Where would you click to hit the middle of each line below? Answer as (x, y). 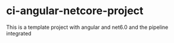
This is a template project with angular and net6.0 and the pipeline (87, 27)
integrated (19, 33)
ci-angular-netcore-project (75, 11)
